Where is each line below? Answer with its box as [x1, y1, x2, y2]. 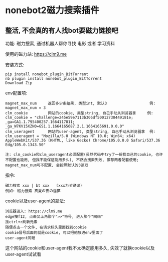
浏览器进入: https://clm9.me [5, 209, 63, 214]
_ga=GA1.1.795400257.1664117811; [5, 119, 75, 124]
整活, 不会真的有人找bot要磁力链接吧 [5, 26, 119, 35]
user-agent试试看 [5, 251, 42, 257]
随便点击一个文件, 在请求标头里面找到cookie [5, 225, 87, 230]
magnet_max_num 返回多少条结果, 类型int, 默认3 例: [5, 101, 156, 106]
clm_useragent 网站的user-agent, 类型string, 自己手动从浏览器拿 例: [5, 129, 156, 134]
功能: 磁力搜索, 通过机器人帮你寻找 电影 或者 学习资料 [5, 41, 115, 46]
